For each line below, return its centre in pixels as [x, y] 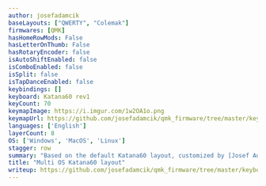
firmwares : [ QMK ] [37, 30]
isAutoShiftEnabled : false [53, 60]
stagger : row [30, 148]
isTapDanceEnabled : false [51, 82]
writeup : [23, 170]
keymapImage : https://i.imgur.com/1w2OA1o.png [86, 112]
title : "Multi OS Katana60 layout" [67, 163]
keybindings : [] [35, 89]
